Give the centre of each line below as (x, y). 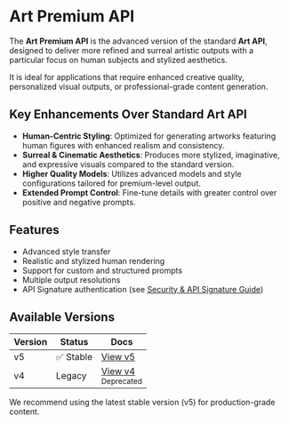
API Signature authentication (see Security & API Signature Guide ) (143, 289)
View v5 (118, 357)
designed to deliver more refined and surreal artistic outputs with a (132, 50)
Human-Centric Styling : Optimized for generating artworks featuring (149, 136)
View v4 (118, 372)
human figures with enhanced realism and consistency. (123, 145)
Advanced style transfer (66, 252)
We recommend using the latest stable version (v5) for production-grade (142, 403)
